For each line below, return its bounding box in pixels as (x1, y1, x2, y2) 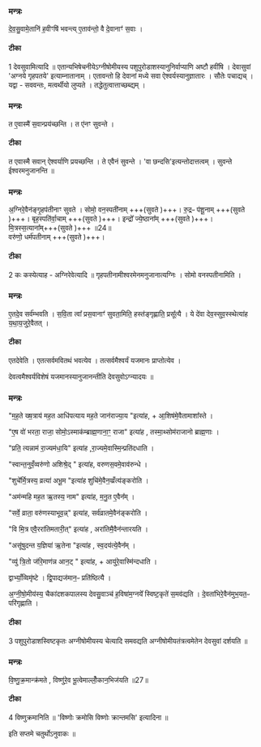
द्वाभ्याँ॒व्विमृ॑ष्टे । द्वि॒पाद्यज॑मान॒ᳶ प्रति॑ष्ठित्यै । (8, 573, 112, 583)
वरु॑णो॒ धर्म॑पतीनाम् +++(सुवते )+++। (8, 233, 105, 242)
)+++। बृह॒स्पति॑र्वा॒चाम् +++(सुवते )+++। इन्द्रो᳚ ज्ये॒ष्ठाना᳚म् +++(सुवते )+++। (8, 214, 213, 224)
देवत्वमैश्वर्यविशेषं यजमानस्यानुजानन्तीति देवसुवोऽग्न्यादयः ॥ (8, 372, 154, 382)
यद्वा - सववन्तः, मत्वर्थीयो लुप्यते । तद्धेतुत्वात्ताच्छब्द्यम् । (8, 79, 146, 90)
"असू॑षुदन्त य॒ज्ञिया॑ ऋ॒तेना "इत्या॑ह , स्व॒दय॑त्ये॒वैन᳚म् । (8, 540, 136, 550)
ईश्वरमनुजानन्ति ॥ (8, 166, 55, 175)
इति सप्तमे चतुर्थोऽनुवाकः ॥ (8, 729, 76, 738)
